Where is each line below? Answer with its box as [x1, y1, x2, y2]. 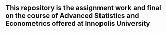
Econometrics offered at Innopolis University [5, 19, 150, 28]
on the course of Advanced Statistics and [5, 12, 139, 20]
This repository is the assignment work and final [5, 4, 161, 12]
